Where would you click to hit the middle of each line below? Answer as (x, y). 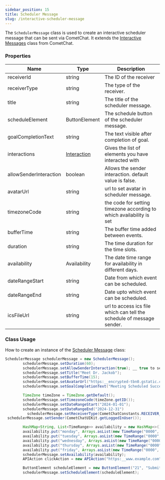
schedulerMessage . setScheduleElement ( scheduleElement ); (81, 473)
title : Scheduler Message (31, 14)
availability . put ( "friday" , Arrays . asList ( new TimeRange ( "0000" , (91, 450)
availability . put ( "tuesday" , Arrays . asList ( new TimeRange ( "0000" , (92, 436)
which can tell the (125, 312)
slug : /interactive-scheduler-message (45, 19)
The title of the (122, 99)
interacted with (122, 160)
